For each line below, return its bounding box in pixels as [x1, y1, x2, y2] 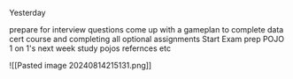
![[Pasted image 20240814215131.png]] [9, 61, 152, 70]
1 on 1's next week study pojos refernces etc [9, 43, 171, 54]
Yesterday [9, 8, 46, 18]
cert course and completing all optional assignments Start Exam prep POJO [9, 34, 285, 44]
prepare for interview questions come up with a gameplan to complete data [9, 25, 284, 34]
